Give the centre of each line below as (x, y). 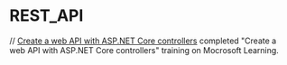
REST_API (46, 16)
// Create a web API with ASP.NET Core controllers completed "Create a (143, 41)
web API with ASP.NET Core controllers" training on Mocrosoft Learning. (144, 50)
